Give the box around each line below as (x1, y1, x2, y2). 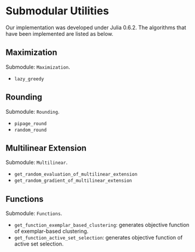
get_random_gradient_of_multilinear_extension (14, 178, 132, 184)
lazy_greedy (14, 76, 44, 82)
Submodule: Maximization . (5, 63, 70, 70)
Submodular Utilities (5, 4, 109, 18)
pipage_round (14, 120, 47, 126)
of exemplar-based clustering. (14, 228, 89, 235)
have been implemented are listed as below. (5, 30, 114, 37)
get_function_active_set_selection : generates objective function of (14, 234, 183, 241)
